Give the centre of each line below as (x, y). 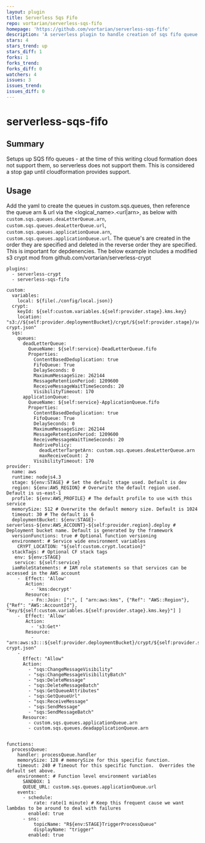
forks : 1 (17, 57)
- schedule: (38, 797)
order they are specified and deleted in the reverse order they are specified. (102, 244)
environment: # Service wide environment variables (79, 541)
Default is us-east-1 (34, 493)
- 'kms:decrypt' (51, 589)
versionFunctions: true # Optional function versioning (84, 536)
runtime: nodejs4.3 (37, 477)
